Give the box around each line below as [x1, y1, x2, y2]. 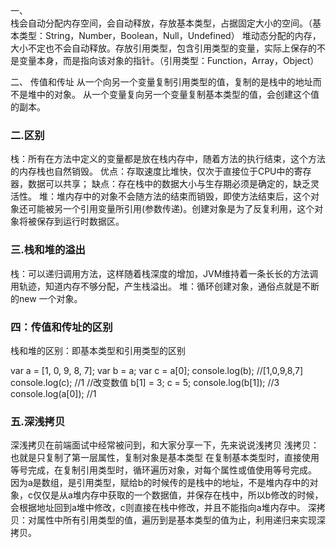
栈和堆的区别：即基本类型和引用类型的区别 [10, 344, 186, 356]
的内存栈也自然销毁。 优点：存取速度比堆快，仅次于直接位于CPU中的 [10, 165, 295, 178]
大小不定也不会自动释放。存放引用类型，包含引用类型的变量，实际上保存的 [10, 42, 317, 54]
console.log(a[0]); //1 [10, 387, 97, 399]
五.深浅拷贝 [10, 414, 66, 428]
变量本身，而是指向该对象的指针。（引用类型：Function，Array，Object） [18, 55, 320, 66]
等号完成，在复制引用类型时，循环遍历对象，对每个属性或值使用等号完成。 [10, 464, 317, 476]
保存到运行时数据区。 [36, 215, 125, 228]
